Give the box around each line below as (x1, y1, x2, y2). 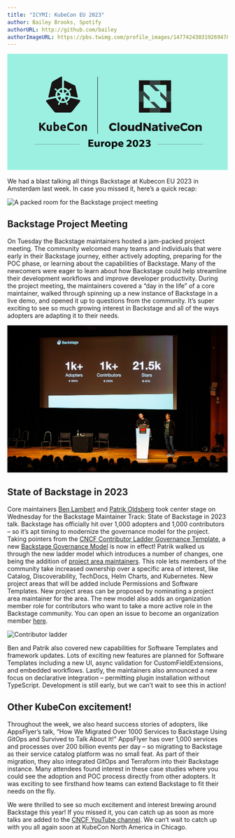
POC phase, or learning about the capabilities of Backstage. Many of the (7, 259, 216, 268)
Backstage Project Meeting (7, 218, 128, 231)
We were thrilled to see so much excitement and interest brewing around (7, 800, 217, 809)
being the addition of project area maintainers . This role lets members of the (7, 557, 227, 565)
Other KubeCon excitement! (7, 701, 132, 713)
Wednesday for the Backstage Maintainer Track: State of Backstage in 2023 (7, 512, 227, 521)
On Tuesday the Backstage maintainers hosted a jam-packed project (7, 237, 205, 245)
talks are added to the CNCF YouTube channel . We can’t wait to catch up (7, 815, 218, 823)
